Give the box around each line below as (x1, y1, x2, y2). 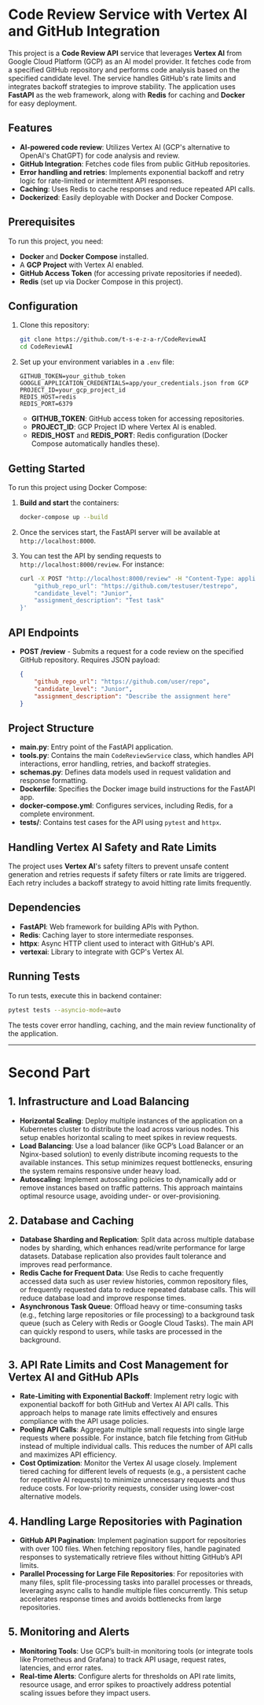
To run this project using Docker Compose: (8, 482, 148, 492)
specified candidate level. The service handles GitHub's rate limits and (8, 73, 236, 83)
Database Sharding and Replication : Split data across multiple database (19, 1235, 255, 1244)
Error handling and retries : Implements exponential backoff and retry (19, 167, 245, 176)
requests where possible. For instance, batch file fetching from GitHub (19, 1433, 247, 1443)
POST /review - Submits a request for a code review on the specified (19, 647, 244, 656)
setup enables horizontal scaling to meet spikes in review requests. (19, 1132, 237, 1142)
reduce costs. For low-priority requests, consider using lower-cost (19, 1484, 235, 1493)
